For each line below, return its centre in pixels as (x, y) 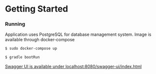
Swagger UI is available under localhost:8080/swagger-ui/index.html (73, 67)
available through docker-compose (40, 40)
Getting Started (37, 9)
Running (15, 24)
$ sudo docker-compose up (31, 49)
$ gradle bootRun (22, 57)
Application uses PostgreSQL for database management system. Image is (78, 34)
